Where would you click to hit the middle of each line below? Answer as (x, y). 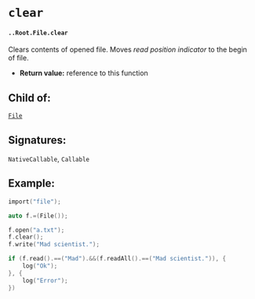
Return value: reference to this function (84, 73)
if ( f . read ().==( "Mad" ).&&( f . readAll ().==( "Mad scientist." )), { (117, 259)
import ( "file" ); (35, 202)
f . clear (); (26, 237)
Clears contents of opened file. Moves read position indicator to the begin (127, 49)
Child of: (29, 98)
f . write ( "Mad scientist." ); (54, 245)
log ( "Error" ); (45, 280)
